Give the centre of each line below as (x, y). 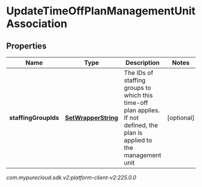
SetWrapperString (92, 118)
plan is (133, 133)
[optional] (181, 118)
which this (139, 95)
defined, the (141, 125)
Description (142, 63)
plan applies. (142, 110)
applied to (138, 140)
